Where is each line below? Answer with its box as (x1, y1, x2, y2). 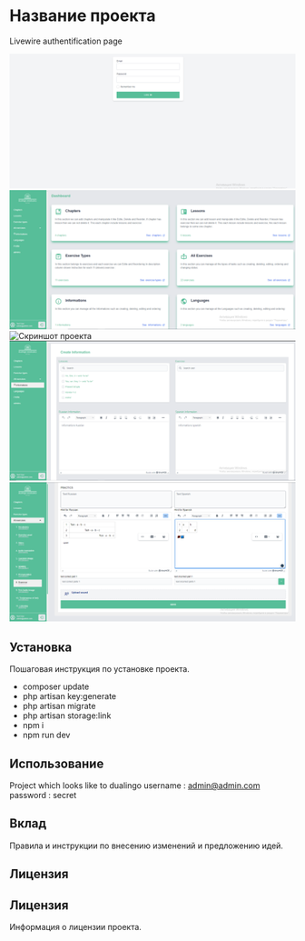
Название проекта (9, 5, 156, 26)
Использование (9, 756, 104, 771)
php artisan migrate (22, 701, 96, 712)
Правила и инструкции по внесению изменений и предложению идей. (9, 840, 284, 851)
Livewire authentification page (9, 35, 123, 46)
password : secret (9, 790, 77, 801)
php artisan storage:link (22, 710, 112, 721)
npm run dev (22, 729, 71, 741)
